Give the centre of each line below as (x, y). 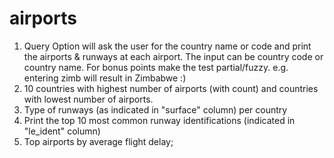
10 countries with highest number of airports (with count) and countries (171, 88)
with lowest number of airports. (88, 99)
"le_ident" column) (62, 131)
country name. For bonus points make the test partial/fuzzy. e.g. (156, 67)
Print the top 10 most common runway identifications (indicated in (159, 120)
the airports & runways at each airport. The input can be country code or (173, 56)
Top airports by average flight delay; (98, 141)
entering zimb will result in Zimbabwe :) (105, 78)
